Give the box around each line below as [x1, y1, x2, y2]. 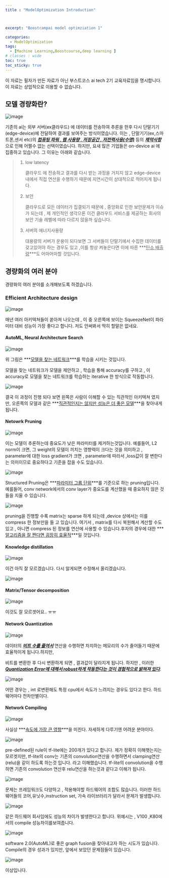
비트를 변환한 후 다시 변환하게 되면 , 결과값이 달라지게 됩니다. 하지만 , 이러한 [5, 659, 154, 665]
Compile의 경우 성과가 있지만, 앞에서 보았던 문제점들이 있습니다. [5, 846, 132, 853]
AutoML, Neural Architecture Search [5, 335, 83, 341]
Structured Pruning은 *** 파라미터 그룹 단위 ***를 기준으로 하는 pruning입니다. [5, 479, 160, 486]
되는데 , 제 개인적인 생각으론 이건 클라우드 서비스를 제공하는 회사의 [30, 211, 161, 217]
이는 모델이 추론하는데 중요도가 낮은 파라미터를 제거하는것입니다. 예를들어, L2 [5, 440, 157, 446]
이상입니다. [5, 867, 27, 873]
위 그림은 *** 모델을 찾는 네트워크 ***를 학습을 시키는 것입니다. [5, 356, 126, 362]
